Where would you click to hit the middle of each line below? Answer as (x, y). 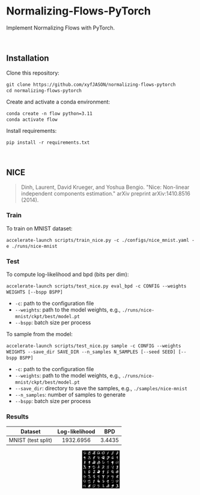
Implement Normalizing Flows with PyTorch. (61, 28)
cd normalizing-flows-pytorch (44, 91)
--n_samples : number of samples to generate (70, 395)
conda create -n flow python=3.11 (50, 113)
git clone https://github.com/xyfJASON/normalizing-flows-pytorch (91, 85)
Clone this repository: (33, 73)
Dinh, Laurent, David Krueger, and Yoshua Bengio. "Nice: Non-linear (105, 187)
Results (17, 417)
